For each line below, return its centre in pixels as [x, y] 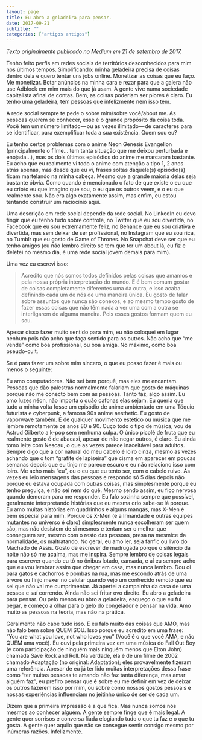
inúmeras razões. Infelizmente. [45, 732]
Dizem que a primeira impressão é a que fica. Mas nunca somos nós [91, 706]
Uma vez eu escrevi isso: [37, 264]
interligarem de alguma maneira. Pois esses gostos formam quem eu [106, 314]
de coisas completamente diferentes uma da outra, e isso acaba [101, 289]
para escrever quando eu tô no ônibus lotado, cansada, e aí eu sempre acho [101, 561]
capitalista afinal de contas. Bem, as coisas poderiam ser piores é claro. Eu [99, 95]
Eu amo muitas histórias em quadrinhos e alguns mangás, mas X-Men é [95, 509]
